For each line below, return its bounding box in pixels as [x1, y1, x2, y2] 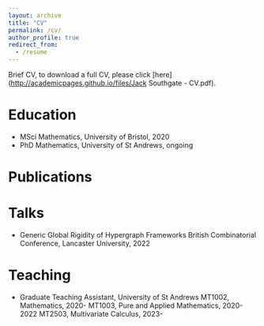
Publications [8, 168, 92, 186]
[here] [152, 70, 172, 79]
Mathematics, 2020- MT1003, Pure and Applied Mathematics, [19, 301, 221, 310]
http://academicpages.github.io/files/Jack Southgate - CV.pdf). [10, 78, 216, 88]
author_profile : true [8, 33, 80, 42]
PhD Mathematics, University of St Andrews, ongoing [19, 140, 194, 150]
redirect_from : [8, 41, 58, 49]
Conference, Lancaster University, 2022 [19, 238, 150, 249]
